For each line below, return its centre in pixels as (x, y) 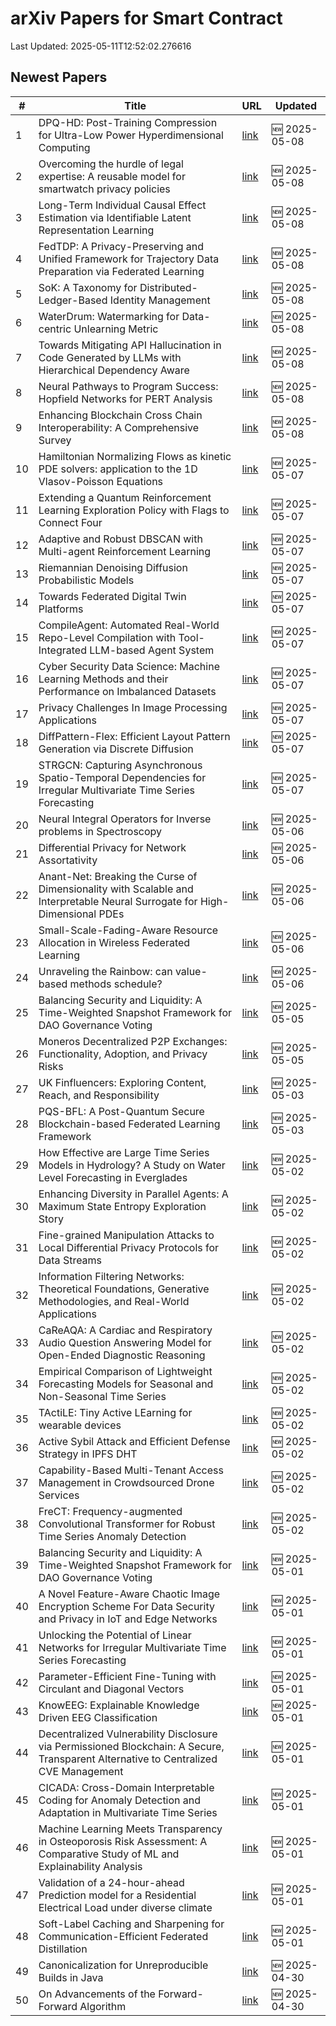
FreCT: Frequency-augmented (110, 1511)
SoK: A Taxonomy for (88, 287)
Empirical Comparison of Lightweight (125, 1371)
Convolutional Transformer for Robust (127, 1524)
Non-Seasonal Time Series (102, 1396)
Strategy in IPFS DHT (88, 1454)
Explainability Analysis (90, 1866)
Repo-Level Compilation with (107, 637)
